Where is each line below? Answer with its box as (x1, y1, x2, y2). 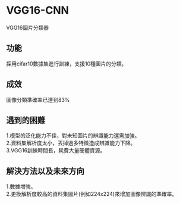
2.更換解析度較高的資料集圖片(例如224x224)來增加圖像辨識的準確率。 (6, 190, 178, 198)
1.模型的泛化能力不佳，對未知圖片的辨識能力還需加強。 (6, 132, 140, 139)
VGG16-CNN (6, 4, 70, 17)
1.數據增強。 (6, 183, 36, 190)
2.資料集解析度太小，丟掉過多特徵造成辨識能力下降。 (6, 139, 136, 146)
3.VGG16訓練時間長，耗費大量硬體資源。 (6, 147, 106, 154)
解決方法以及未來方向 (6, 166, 84, 176)
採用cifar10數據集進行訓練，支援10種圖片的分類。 (6, 60, 127, 67)
